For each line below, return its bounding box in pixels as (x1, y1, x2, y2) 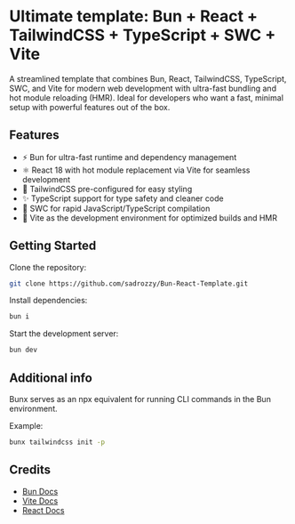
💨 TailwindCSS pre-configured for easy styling (21, 183, 193, 194)
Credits (9, 463, 52, 478)
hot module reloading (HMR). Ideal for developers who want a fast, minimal (9, 92, 284, 103)
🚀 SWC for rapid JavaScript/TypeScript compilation (21, 203, 211, 214)
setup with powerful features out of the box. (9, 101, 171, 112)
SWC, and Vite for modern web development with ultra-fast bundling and (9, 83, 277, 93)
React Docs (21, 504, 65, 515)
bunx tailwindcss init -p (9, 438, 105, 447)
